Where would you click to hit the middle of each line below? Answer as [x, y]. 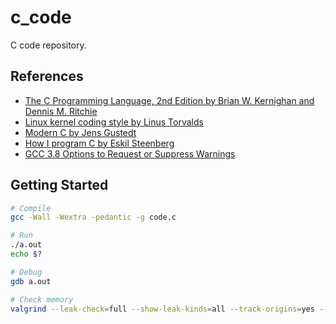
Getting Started [59, 185]
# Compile [31, 208]
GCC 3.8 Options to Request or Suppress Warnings [130, 153]
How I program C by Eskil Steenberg [99, 143]
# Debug [26, 272]
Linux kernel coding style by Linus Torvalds [114, 122]
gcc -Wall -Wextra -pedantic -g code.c [93, 217]
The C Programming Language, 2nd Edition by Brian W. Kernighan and [169, 100]
